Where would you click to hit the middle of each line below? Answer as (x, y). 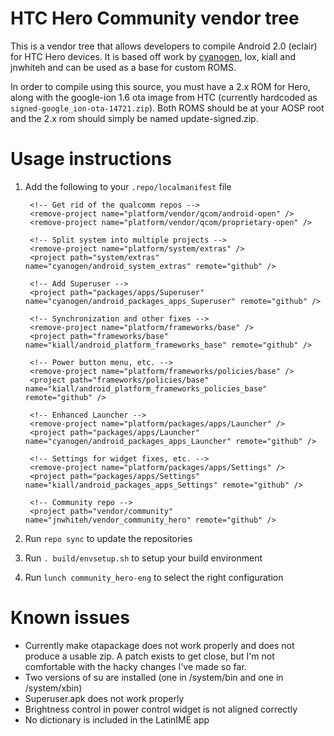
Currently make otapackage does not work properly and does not (159, 645)
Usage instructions (91, 159)
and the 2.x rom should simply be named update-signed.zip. (134, 118)
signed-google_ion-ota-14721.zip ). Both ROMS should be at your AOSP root (167, 108)
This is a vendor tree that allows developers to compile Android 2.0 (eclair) (164, 46)
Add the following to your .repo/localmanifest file (128, 186)
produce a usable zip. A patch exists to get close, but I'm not (149, 656)
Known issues (70, 618)
